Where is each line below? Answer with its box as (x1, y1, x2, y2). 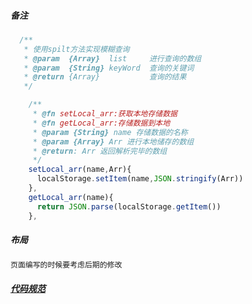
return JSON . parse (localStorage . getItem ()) (36, 201, 222, 212)
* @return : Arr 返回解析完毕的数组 (32, 146, 168, 156)
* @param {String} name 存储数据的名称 (32, 127, 188, 137)
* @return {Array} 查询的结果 (23, 72, 187, 82)
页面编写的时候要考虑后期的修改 (10, 260, 123, 270)
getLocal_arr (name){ (28, 192, 114, 202)
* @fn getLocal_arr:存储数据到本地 (32, 118, 171, 128)
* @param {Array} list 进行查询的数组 (23, 53, 202, 64)
